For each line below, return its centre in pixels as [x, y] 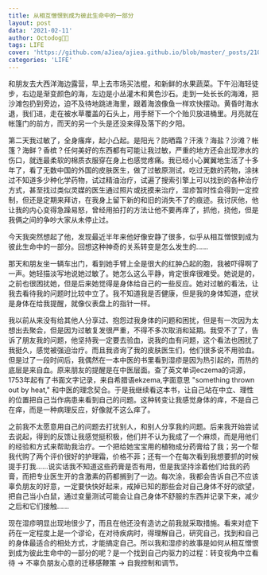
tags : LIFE [26, 45]
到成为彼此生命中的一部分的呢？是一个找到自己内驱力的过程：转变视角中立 [130, 553]
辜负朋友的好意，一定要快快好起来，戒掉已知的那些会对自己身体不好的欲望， [133, 486]
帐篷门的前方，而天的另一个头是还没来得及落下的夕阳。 [99, 123]
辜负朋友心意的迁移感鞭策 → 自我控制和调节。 [108, 562]
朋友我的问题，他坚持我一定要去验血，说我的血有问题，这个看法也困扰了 [140, 340]
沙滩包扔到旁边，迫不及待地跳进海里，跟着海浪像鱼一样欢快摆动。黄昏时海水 [133, 103]
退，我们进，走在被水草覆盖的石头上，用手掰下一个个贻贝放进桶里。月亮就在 [133, 113]
